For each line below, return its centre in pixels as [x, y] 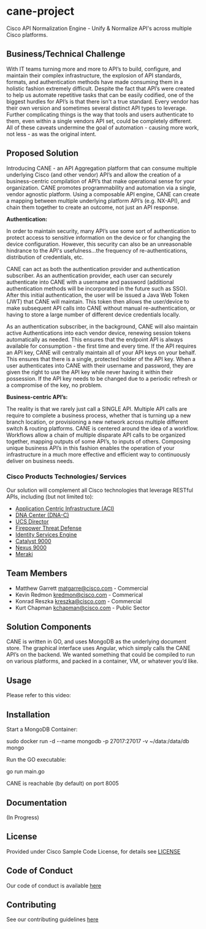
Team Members [37, 574]
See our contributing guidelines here [52, 919]
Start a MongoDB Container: [42, 729]
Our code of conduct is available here [54, 885]
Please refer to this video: [39, 695]
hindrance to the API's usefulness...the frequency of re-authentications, [97, 250]
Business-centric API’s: [37, 397]
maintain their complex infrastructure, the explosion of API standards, [94, 75]
